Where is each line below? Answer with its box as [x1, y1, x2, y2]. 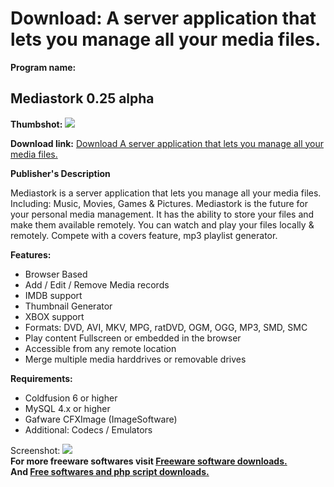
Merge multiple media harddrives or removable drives [24, 353, 247, 365]
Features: [10, 248, 52, 261]
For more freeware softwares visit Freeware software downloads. [10, 455, 288, 467]
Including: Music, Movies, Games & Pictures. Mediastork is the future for [10, 197, 309, 209]
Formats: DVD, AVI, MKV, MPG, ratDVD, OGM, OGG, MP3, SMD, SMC [24, 321, 308, 333]
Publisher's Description [10, 167, 111, 179]
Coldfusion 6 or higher [24, 392, 118, 404]
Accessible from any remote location [24, 342, 177, 354]
